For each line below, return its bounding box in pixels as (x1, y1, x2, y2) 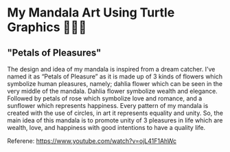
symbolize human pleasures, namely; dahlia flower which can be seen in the (7, 80, 223, 87)
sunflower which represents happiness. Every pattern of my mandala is (7, 102, 209, 109)
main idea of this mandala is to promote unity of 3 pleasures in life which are (7, 116, 223, 124)
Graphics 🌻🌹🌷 (7, 19, 87, 35)
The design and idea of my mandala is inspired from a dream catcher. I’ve (7, 65, 216, 73)
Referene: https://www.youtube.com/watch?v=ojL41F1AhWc (7, 137, 177, 145)
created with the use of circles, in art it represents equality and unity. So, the (7, 109, 223, 117)
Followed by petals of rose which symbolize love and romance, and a (7, 94, 203, 102)
